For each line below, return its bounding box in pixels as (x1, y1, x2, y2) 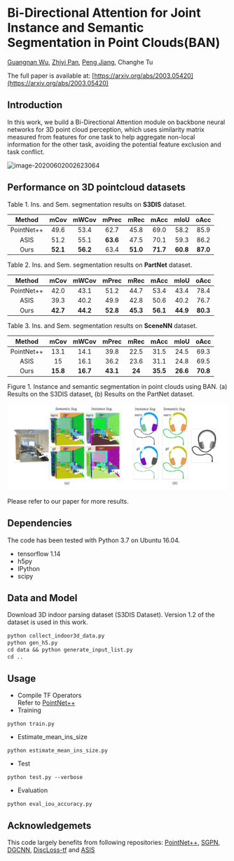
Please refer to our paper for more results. (7, 497, 129, 505)
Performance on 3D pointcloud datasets (7, 181, 186, 193)
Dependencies (7, 517, 72, 530)
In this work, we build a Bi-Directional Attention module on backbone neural (7, 118, 226, 126)
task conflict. (7, 147, 45, 156)
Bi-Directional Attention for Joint (7, 5, 201, 21)
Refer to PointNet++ (17, 698, 76, 707)
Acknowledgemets (7, 820, 92, 832)
